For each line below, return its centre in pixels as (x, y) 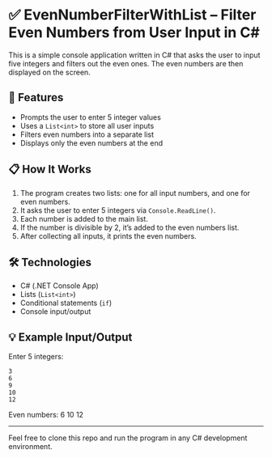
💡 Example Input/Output (70, 337)
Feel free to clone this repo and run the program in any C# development (128, 438)
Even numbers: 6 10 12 (46, 415)
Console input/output (55, 312)
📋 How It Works (50, 170)
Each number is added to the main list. (84, 218)
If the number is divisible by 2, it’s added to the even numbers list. (130, 227)
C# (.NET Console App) (59, 286)
